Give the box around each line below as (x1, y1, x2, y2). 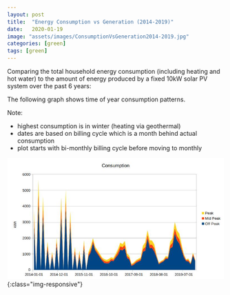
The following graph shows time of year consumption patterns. (7, 95, 186, 103)
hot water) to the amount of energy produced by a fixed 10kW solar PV (7, 74, 208, 83)
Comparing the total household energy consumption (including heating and (7, 68, 220, 75)
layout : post (7, 11, 45, 18)
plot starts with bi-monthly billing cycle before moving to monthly (17, 144, 202, 152)
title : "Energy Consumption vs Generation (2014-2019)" (7, 18, 174, 26)
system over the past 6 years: (7, 82, 92, 90)
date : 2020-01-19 (7, 26, 63, 32)
